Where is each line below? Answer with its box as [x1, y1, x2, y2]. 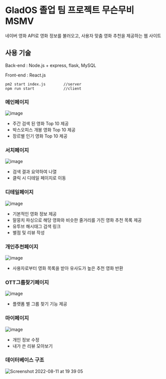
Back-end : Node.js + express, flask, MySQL [5, 62, 96, 68]
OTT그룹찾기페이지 [5, 278, 49, 285]
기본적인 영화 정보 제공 [12, 210, 57, 216]
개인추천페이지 [5, 243, 38, 250]
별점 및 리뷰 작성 [12, 229, 45, 235]
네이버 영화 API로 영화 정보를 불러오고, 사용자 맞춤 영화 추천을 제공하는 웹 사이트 [5, 32, 161, 38]
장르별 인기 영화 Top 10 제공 [12, 133, 67, 139]
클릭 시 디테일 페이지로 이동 [12, 175, 66, 181]
